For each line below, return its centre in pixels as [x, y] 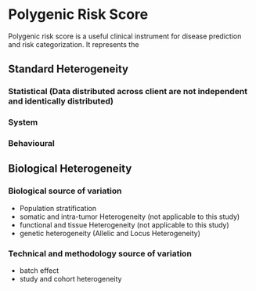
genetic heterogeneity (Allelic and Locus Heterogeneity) [110, 233]
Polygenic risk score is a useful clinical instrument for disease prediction [125, 36]
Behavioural [31, 144]
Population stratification [58, 208]
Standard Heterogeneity [69, 69]
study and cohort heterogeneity [70, 279]
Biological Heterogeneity [70, 169]
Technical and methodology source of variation [100, 253]
